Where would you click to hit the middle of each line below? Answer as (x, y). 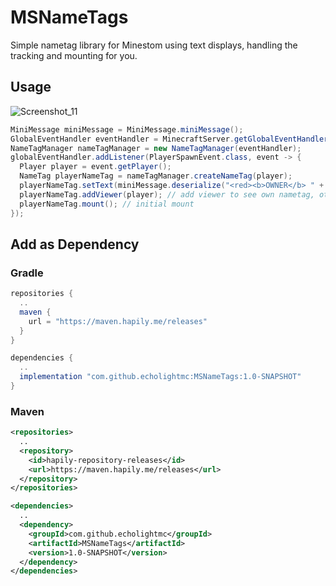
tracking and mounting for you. (74, 55)
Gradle (27, 273)
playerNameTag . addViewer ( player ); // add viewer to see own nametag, (167, 194)
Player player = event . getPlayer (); (95, 167)
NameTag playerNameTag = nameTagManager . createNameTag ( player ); (156, 176)
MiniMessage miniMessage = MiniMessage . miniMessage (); (127, 129)
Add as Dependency (75, 244)
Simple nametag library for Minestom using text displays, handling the (154, 45)
